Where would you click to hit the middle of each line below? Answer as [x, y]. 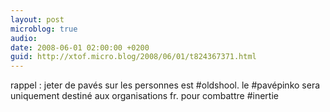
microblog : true [44, 29]
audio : [24, 38]
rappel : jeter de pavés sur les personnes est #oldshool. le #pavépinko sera [165, 85]
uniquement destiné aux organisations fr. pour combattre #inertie [144, 96]
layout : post [37, 19]
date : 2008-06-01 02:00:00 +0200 [80, 47]
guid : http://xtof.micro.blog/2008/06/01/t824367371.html [133, 57]
